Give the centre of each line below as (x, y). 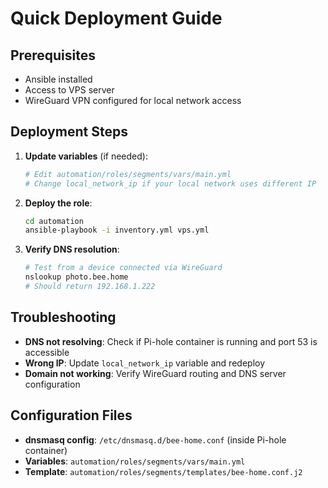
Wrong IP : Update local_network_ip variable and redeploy (145, 363)
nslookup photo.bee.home (76, 277)
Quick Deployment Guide (116, 18)
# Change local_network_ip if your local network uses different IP (170, 183)
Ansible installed (58, 79)
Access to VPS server (69, 90)
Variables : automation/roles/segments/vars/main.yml (135, 461)
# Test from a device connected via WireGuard (123, 268)
